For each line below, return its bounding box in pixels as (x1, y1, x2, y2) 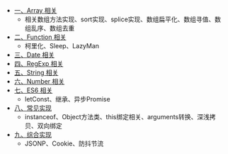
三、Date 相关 (13, 50, 55, 59)
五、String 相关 (13, 68, 59, 77)
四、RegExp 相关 (13, 60, 64, 67)
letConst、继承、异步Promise (24, 95, 111, 103)
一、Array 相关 (13, 6, 57, 14)
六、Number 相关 (13, 77, 65, 85)
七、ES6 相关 (13, 86, 53, 94)
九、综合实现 (13, 131, 52, 138)
